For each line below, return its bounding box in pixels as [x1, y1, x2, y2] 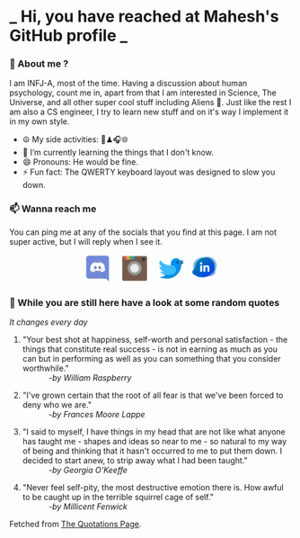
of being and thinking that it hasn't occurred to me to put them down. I [22, 445, 283, 456]
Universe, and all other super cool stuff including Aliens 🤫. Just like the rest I [9, 97, 292, 108]
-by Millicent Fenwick [48, 501, 128, 512]
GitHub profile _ [9, 25, 128, 46]
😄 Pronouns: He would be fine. [22, 157, 139, 167]
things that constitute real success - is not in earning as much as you [22, 344, 278, 354]
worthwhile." [22, 363, 69, 374]
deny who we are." [22, 399, 93, 410]
